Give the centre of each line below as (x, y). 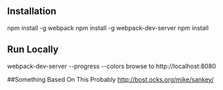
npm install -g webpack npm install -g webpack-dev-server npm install (108, 27)
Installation (32, 11)
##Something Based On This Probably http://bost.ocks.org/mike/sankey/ (110, 79)
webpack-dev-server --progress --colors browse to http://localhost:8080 (111, 66)
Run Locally (33, 50)
